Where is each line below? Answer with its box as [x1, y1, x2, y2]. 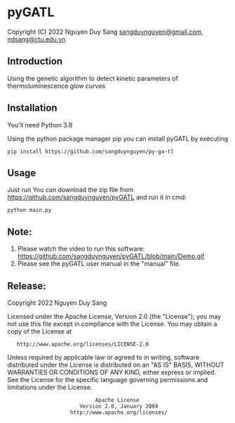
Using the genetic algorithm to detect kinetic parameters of [7, 74, 179, 82]
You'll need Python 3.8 [7, 120, 73, 129]
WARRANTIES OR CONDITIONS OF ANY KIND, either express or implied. [7, 368, 216, 377]
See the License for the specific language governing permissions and [7, 376, 208, 384]
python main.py [7, 207, 52, 214]
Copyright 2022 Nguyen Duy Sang [7, 298, 107, 307]
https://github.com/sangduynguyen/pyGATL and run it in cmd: [7, 193, 187, 201]
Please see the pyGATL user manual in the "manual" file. [17, 260, 181, 268]
